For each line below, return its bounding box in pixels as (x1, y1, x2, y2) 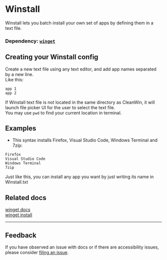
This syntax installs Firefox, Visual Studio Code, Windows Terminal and (12, 137, 158, 143)
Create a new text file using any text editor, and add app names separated (5, 66, 157, 72)
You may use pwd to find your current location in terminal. (5, 110, 122, 116)
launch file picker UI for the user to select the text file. (5, 104, 115, 110)
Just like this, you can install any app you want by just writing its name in (5, 174, 154, 180)
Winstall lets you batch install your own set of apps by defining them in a (5, 20, 154, 26)
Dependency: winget (5, 37, 56, 44)
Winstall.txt (5, 179, 28, 185)
